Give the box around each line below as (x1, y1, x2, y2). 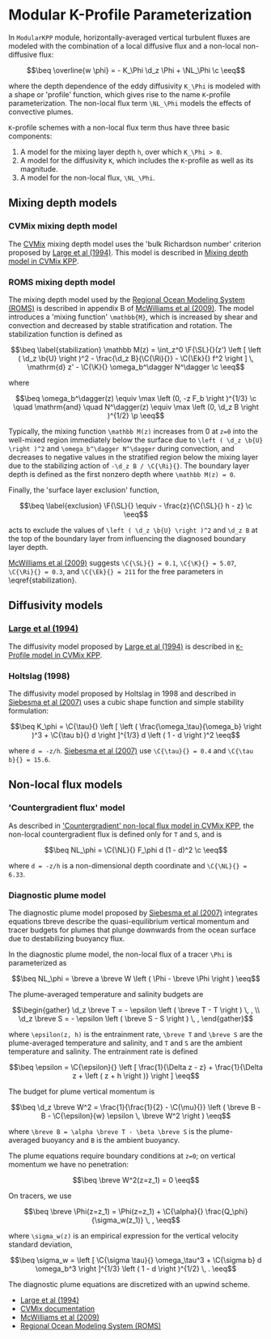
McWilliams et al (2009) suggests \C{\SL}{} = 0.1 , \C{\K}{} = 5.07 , (8, 557, 237, 568)
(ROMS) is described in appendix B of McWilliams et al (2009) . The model (8, 303, 255, 313)
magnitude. (19, 164, 58, 173)
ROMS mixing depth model (8, 276, 116, 288)
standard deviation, (8, 1239, 73, 1249)
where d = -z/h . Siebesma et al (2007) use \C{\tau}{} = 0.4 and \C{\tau (8, 745, 253, 755)
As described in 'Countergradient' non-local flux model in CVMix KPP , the (8, 821, 255, 830)
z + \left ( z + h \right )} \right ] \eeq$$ (72, 1071, 200, 1081)
